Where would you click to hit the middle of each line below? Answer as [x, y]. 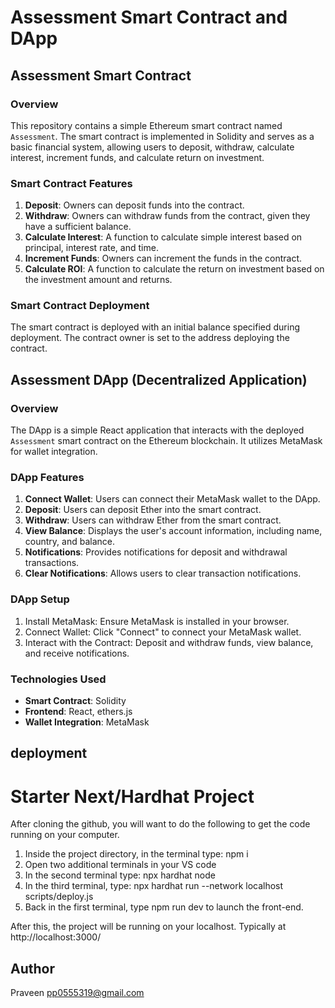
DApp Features [47, 478]
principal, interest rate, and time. [91, 248]
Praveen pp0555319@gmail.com [77, 993]
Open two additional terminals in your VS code [120, 865]
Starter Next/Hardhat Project [132, 796]
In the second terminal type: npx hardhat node [120, 875]
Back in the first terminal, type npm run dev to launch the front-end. [164, 907]
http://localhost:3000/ [56, 937]
